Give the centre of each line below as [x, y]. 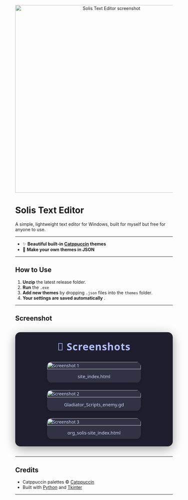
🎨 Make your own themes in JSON [58, 249]
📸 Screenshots [94, 347]
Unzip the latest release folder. [54, 282]
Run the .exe [35, 287]
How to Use [33, 270]
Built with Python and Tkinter [52, 487]
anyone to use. [30, 229]
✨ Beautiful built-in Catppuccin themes [64, 244]
